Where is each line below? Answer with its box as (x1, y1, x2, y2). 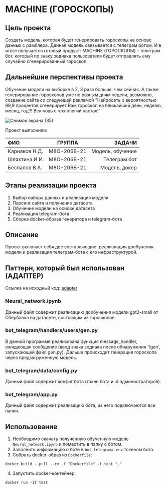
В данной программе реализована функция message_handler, (5, 338, 138, 344)
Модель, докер (100, 164, 137, 171)
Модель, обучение (91, 148, 137, 155)
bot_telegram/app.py (5, 391, 58, 398)
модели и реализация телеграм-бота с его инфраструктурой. (5, 249, 138, 255)
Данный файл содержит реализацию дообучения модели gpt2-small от (5, 309, 158, 315)
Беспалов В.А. (8, 164, 43, 171)
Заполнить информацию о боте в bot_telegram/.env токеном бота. (12, 447, 154, 453)
